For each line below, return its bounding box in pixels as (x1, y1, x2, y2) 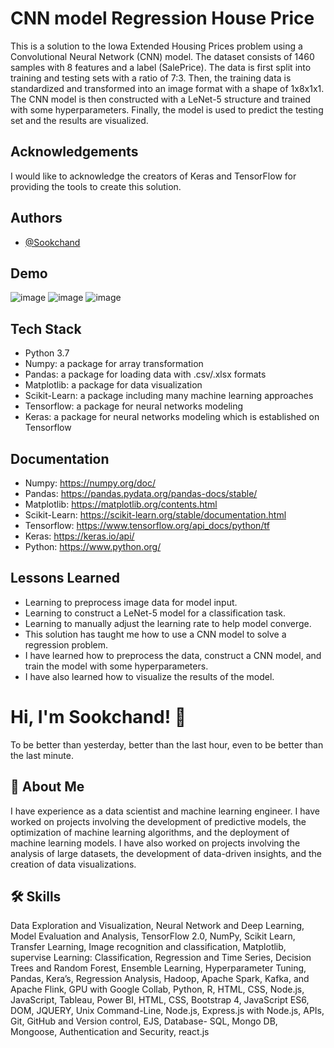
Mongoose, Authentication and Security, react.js (10, 1026, 210, 1038)
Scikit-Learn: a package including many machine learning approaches (24, 390, 314, 402)
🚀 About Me (10, 778, 85, 796)
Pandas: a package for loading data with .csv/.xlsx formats (24, 368, 267, 381)
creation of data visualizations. (10, 858, 137, 870)
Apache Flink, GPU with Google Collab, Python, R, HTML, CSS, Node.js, (10, 983, 305, 996)
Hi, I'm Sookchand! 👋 (10, 706, 187, 728)
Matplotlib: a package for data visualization (24, 379, 203, 391)
